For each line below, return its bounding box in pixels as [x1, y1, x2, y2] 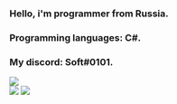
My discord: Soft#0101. [9, 55, 114, 68]
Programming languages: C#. [9, 31, 142, 43]
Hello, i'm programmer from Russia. [9, 7, 169, 20]
